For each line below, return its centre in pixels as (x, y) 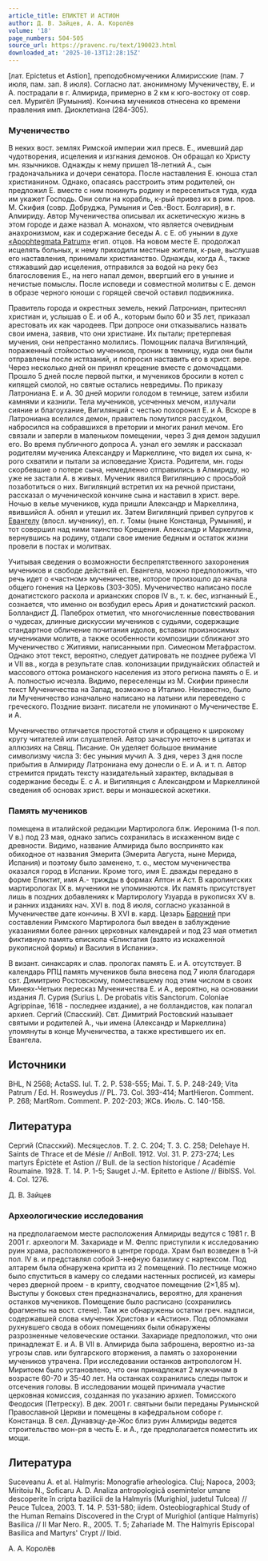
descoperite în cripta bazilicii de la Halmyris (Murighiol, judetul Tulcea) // (128, 1499)
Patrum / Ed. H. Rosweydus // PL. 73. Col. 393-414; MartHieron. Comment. (131, 1092)
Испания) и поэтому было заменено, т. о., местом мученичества (119, 863)
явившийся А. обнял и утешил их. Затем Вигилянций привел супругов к (131, 513)
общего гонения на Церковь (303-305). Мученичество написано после (130, 587)
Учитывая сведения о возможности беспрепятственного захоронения (129, 562)
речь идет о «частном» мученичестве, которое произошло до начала (128, 579)
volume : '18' (30, 30)
